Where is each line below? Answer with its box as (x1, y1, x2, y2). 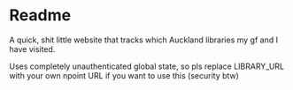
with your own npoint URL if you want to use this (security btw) (9, 70, 239, 80)
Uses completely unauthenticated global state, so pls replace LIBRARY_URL (9, 61, 285, 71)
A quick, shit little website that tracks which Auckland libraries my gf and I (9, 34, 279, 45)
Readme (9, 5, 72, 26)
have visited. (9, 43, 56, 54)
